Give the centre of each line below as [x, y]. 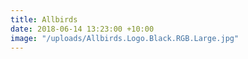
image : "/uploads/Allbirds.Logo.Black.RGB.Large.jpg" [125, 38]
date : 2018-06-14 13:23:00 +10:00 [82, 29]
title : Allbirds [44, 19]
